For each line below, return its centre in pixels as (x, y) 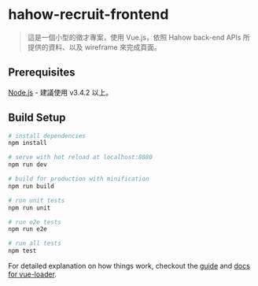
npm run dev (28, 165)
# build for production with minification (79, 179)
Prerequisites (42, 72)
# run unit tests (37, 200)
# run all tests (35, 243)
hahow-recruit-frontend (88, 15)
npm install (28, 143)
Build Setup (37, 118)
